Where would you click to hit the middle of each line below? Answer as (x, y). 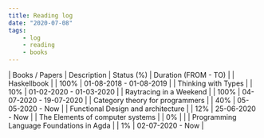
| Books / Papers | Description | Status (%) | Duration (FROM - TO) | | (122, 75)
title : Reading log (41, 15)
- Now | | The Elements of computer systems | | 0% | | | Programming (122, 117)
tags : (17, 30)
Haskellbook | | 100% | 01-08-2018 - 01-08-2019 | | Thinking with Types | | (130, 83)
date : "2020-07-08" (41, 23)
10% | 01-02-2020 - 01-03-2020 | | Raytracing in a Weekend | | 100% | (124, 92)
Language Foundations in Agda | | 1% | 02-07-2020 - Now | (106, 125)
